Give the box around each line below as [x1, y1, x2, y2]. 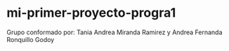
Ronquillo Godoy [6, 35, 55, 43]
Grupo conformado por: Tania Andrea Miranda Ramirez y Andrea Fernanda [6, 28, 223, 36]
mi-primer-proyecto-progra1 [6, 5, 176, 21]
